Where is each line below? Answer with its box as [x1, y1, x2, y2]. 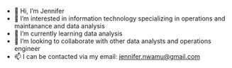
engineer [13, 45, 41, 52]
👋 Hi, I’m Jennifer [13, 7, 65, 15]
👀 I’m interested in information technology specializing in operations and [13, 14, 226, 23]
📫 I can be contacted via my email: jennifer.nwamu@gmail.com [13, 52, 201, 60]
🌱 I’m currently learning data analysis [13, 29, 123, 38]
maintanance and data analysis [13, 22, 105, 30]
